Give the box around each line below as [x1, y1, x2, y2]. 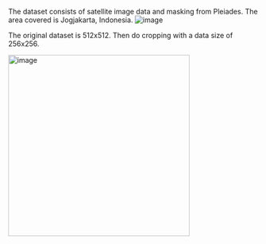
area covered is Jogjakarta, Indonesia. [8, 15, 133, 25]
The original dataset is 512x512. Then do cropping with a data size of [8, 31, 233, 40]
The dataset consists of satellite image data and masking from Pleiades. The [8, 7, 258, 16]
